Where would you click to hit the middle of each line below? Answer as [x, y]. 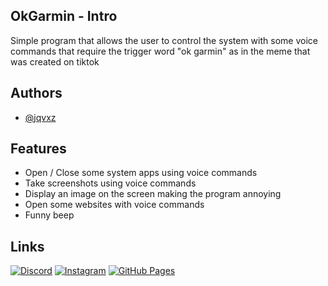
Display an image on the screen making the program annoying [153, 194]
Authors [36, 93]
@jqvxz [40, 117]
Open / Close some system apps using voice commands [141, 173]
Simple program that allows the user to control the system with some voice [164, 40]
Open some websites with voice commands [114, 205]
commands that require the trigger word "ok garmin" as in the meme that [160, 51]
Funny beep [49, 215]
